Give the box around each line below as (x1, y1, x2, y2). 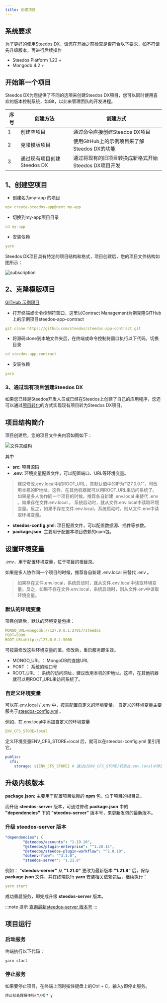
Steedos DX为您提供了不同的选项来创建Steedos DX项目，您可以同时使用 (5, 92, 154, 98)
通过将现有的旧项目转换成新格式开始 (73, 155, 158, 162)
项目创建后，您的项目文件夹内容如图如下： (5, 432, 92, 438)
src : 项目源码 (12, 464, 40, 470)
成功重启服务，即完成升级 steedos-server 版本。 (5, 893, 106, 899)
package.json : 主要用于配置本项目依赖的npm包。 (12, 529, 114, 535)
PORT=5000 (5, 633, 26, 638)
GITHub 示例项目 (5, 299, 40, 305)
